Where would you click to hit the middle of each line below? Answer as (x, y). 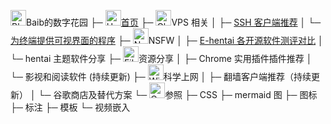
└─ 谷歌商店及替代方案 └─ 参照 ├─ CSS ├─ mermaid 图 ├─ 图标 (178, 94)
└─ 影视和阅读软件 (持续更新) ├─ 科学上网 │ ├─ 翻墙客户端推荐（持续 (161, 76)
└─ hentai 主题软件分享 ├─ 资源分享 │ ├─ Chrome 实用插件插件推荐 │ (161, 58)
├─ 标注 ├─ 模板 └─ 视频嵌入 (70, 107)
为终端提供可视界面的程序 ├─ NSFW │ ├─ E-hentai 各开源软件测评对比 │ (167, 40)
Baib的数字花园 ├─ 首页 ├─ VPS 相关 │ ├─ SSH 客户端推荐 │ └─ (174, 22)
